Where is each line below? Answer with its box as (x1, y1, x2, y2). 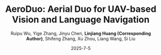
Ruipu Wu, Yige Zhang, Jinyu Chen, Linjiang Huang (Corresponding (10, 30, 151, 36)
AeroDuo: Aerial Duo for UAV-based (5, 3, 157, 15)
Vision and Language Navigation (11, 14, 150, 25)
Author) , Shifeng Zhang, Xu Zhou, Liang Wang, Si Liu (26, 36, 136, 42)
